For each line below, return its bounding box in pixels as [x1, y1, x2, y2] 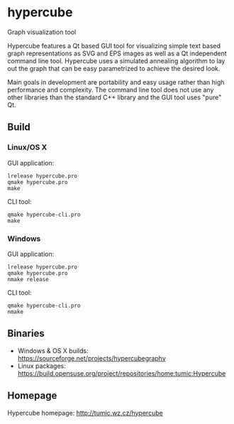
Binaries [7, 327, 45, 339]
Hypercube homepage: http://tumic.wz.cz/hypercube [7, 408, 163, 417]
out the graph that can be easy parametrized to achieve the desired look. [7, 64, 221, 72]
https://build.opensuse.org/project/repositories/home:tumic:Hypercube [17, 369, 226, 377]
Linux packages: [17, 362, 66, 370]
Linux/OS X [7, 143, 48, 153]
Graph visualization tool [7, 28, 77, 36]
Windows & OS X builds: [17, 346, 89, 355]
